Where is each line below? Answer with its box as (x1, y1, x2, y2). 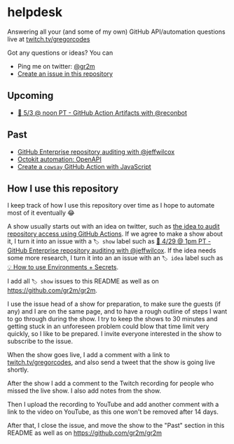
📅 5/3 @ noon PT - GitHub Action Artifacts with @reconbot (17, 108, 188, 116)
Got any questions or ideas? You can (7, 48, 113, 57)
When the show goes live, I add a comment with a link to (7, 351, 170, 359)
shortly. (7, 365, 29, 374)
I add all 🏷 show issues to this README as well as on (7, 277, 159, 285)
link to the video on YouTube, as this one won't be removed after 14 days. (7, 408, 219, 416)
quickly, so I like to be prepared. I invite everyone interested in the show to (7, 330, 222, 338)
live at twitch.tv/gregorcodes (7, 34, 90, 43)
